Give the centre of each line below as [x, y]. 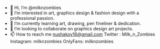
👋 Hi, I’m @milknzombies [36, 8]
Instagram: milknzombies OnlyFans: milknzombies [62, 41]
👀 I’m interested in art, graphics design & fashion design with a [74, 13]
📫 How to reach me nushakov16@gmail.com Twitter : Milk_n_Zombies [83, 34]
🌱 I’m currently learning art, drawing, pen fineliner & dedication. [75, 23]
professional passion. [32, 18]
